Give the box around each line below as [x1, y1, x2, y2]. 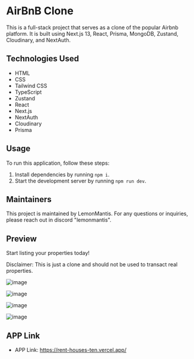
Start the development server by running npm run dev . [14, 177, 147, 184]
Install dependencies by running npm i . [14, 171, 110, 178]
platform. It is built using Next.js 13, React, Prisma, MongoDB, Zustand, [6, 30, 179, 37]
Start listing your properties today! [6, 250, 90, 257]
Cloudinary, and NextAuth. [6, 36, 71, 43]
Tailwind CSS [14, 82, 47, 89]
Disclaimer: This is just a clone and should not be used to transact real [6, 261, 178, 268]
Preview [6, 234, 37, 244]
